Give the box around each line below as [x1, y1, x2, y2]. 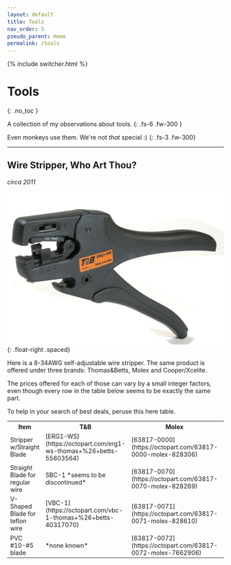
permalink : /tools [7, 40, 60, 47]
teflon [10, 517, 27, 525]
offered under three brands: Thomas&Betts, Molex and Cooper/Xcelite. [7, 366, 208, 375]
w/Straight [10, 443, 40, 452]
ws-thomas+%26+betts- [45, 447, 119, 455]
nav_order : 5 [7, 25, 45, 32]
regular [10, 478, 31, 487]
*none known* [45, 541, 88, 549]
